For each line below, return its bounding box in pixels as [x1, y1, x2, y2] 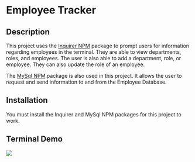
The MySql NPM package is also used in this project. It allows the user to [6, 73, 182, 79]
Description [6, 27, 50, 37]
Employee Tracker [6, 4, 97, 17]
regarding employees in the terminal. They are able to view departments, [6, 49, 182, 56]
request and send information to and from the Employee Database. [6, 78, 167, 85]
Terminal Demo [6, 134, 63, 144]
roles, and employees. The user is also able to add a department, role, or [6, 55, 182, 61]
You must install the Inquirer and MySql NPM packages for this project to [6, 111, 182, 118]
